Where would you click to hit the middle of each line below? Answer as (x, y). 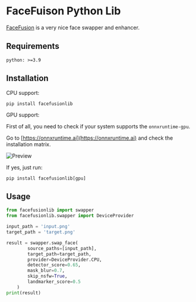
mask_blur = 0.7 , (46, 271)
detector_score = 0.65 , (54, 265)
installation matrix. (29, 144)
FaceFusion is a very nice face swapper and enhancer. (73, 27)
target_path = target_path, (60, 254)
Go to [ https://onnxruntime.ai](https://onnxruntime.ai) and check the (90, 138)
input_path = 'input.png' (38, 227)
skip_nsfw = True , (48, 276)
